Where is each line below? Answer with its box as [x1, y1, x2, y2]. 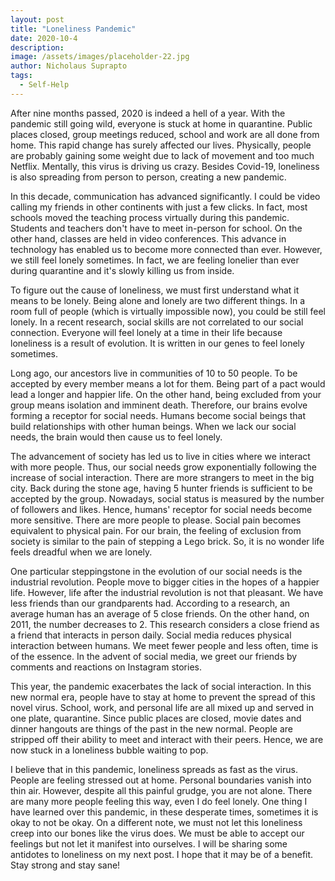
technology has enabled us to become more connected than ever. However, [10, 243, 323, 255]
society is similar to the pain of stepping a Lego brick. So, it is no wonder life [10, 535, 325, 547]
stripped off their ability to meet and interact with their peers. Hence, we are [10, 733, 324, 745]
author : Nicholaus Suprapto [10, 61, 128, 71]
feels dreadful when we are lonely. [10, 546, 153, 558]
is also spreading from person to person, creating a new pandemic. [10, 171, 287, 183]
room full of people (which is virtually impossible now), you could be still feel [10, 305, 327, 317]
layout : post [10, 14, 65, 25]
